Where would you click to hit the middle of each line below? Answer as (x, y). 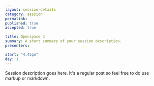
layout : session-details (31, 10)
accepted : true (21, 28)
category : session (24, 14)
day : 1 (12, 59)
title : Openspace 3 (25, 37)
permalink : (16, 19)
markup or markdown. (28, 78)
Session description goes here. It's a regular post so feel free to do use (77, 73)
